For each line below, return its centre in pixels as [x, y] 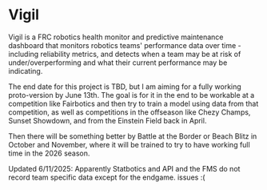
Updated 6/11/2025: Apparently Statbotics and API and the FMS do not [124, 168]
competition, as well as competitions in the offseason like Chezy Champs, [130, 112]
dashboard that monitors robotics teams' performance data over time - [125, 45]
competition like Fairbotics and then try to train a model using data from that [133, 103]
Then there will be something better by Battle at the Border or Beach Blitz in [133, 136]
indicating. [26, 71]
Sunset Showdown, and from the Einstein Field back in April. [108, 120]
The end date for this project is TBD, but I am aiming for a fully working [125, 87]
